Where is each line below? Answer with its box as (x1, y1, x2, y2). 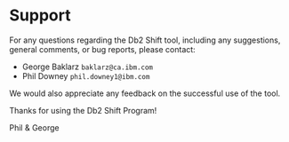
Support (9, 5, 71, 26)
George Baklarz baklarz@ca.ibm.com (21, 61, 154, 72)
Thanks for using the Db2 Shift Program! (9, 105, 157, 115)
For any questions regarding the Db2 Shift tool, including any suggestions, (9, 35, 281, 45)
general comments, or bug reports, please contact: (9, 43, 196, 54)
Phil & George (9, 122, 60, 133)
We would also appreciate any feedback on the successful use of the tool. (9, 88, 281, 99)
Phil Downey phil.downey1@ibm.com (21, 70, 150, 81)
